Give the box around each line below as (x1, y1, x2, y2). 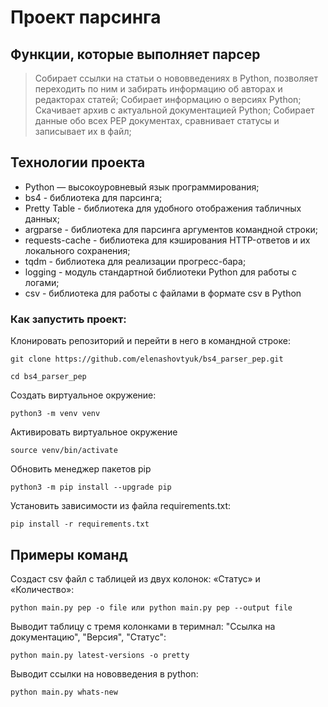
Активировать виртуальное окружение (10, 426, 178, 438)
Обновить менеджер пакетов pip (10, 463, 152, 475)
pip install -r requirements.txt (10, 519, 150, 530)
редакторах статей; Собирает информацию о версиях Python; (34, 94, 302, 105)
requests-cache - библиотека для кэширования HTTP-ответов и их (24, 234, 311, 246)
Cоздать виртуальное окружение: (10, 389, 157, 401)
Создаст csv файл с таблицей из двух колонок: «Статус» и (10, 572, 261, 585)
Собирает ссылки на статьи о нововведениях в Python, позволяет (34, 72, 318, 84)
